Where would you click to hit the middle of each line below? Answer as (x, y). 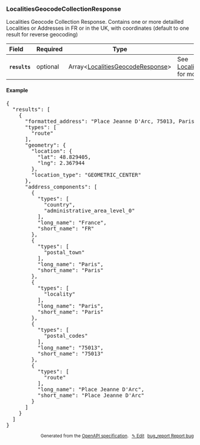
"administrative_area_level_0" (89, 211)
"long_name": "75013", (71, 348)
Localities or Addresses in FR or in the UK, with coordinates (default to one (98, 28)
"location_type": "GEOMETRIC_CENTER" (86, 175)
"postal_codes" (66, 336)
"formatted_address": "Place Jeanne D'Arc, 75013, (100, 121)
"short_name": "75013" (71, 354)
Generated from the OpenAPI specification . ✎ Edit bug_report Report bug (117, 436)
